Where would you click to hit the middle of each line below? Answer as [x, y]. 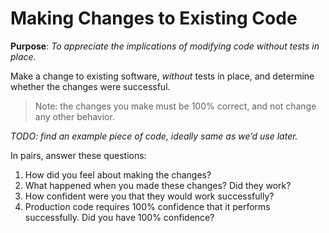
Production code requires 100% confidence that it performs [147, 206]
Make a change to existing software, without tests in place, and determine [162, 76]
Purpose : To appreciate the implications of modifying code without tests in [165, 46]
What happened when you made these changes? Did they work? [158, 185]
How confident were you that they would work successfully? [149, 196]
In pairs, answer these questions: [78, 155]
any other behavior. [74, 116]
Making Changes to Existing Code [154, 18]
